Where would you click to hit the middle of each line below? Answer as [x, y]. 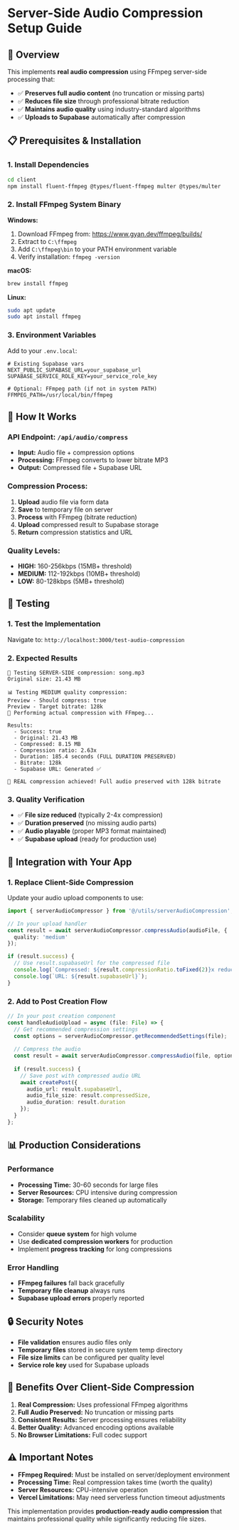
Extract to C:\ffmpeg [47, 241]
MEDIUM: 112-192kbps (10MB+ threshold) [79, 573]
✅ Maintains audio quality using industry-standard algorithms [109, 109]
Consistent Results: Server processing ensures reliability [102, 1419]
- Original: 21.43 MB [46, 738]
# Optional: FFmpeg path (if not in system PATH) [83, 389]
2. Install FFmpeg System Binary [64, 205]
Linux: [17, 297]
